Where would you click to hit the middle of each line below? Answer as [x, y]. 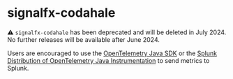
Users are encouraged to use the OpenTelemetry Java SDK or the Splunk [112, 53]
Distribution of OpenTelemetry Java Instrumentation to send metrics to [108, 60]
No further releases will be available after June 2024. [84, 39]
